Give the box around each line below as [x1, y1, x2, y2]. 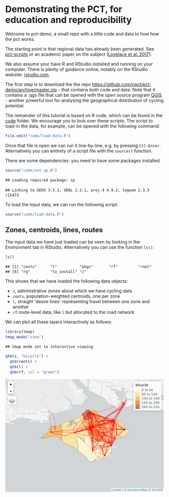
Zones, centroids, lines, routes [5, 225, 103, 234]
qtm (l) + [10, 364, 28, 369]
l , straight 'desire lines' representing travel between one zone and [12, 299, 150, 305]
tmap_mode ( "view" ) [5, 335, 44, 340]
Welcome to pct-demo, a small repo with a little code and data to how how [5, 31, 159, 37]
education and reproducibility [5, 14, 132, 26]
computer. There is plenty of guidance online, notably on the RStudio [5, 66, 148, 72]
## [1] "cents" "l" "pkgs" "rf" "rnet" [5, 265, 152, 270]
